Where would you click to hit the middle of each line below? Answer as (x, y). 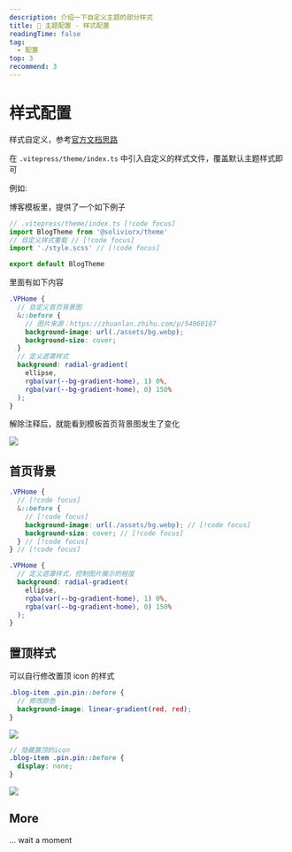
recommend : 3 (33, 67)
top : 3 (21, 58)
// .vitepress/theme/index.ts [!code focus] (92, 223)
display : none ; (45, 766)
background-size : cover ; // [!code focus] (104, 533)
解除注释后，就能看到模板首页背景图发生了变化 (94, 424)
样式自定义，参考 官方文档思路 (63, 139)
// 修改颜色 (36, 701)
